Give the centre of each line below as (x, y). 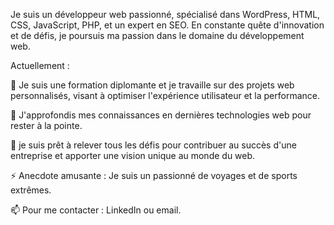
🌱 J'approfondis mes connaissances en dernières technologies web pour (161, 115)
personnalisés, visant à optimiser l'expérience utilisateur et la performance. (165, 95)
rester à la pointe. (46, 125)
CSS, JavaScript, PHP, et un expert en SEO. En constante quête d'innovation (167, 25)
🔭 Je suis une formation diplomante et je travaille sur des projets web (152, 85)
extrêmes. (31, 190)
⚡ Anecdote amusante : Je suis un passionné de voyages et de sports (154, 175)
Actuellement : (40, 65)
